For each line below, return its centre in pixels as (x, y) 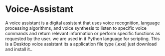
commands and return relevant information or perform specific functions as (83, 33)
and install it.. (19, 49)
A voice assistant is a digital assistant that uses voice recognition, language (83, 23)
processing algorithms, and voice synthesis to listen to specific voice (76, 28)
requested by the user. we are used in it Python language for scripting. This (82, 39)
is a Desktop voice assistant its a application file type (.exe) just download (81, 44)
